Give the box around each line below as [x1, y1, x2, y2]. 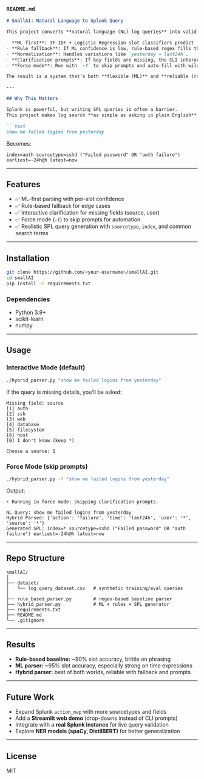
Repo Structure [6, 553, 65, 563]
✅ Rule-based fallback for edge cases [15, 202, 111, 210]
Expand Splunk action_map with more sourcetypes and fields [15, 708, 167, 716]
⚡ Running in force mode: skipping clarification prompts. [6, 499, 159, 505]
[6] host [6, 432, 29, 438]
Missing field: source [6, 400, 64, 406]
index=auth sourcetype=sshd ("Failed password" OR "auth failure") [6, 152, 181, 158]
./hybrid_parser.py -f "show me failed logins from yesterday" [6, 475, 170, 482]
